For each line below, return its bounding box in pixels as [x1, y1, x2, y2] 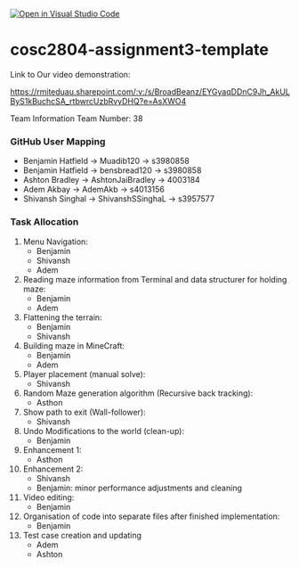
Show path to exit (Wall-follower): [22, 407, 146, 417]
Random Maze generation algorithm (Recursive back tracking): [22, 388, 254, 399]
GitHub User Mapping [10, 135, 106, 147]
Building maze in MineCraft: [22, 340, 125, 351]
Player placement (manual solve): [22, 368, 146, 379]
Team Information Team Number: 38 [10, 112, 143, 124]
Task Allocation [10, 216, 79, 228]
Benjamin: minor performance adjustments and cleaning [36, 482, 243, 493]
